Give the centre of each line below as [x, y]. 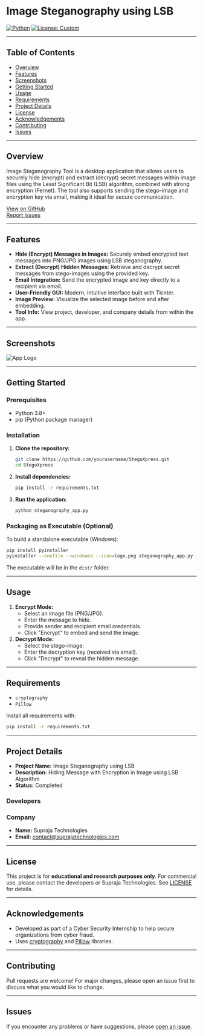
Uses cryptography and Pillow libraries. [64, 941]
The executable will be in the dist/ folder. [58, 567]
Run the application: [41, 499]
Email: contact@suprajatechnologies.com [67, 837]
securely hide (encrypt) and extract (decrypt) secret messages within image [101, 178]
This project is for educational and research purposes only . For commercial [101, 876]
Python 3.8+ [31, 413]
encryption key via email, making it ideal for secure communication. [90, 197]
